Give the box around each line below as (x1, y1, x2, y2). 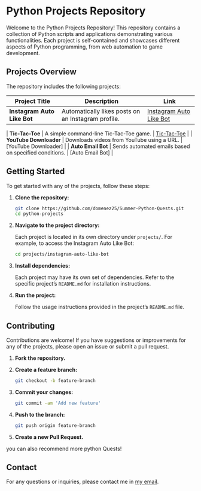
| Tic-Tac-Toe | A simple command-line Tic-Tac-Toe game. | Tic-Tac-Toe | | (6, 130, 193, 137)
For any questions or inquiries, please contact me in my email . (6, 478, 159, 486)
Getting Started (6, 166, 65, 177)
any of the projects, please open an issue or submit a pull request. (6, 343, 169, 350)
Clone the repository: (14, 193, 69, 201)
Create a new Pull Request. (14, 433, 84, 441)
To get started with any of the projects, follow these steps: (6, 182, 150, 189)
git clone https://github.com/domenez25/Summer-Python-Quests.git (14, 205, 184, 211)
